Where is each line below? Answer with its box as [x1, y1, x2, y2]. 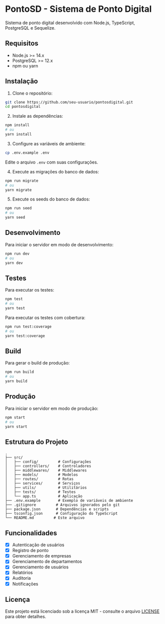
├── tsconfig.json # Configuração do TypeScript [5, 511, 118, 516]
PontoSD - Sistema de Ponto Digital [5, 3, 152, 15]
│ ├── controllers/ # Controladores [5, 464, 92, 469]
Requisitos [5, 39, 38, 48]
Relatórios [12, 570, 33, 576]
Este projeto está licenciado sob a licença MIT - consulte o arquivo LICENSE [5, 608, 160, 614]
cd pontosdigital [5, 104, 41, 109]
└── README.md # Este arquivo [5, 516, 85, 521]
